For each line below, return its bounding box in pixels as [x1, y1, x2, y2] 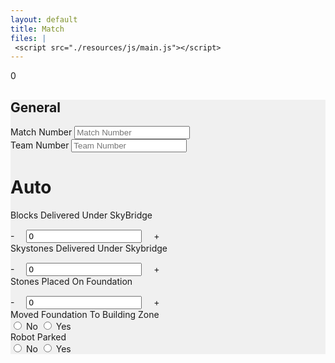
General [10, 99, 62, 116]
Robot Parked [10, 331, 67, 343]
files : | [10, 33, 47, 43]
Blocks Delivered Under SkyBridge [10, 209, 153, 221]
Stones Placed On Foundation [10, 276, 133, 287]
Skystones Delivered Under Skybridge [10, 242, 168, 254]
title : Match [10, 24, 65, 34]
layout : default [10, 14, 78, 25]
